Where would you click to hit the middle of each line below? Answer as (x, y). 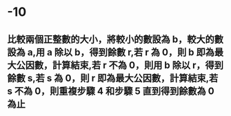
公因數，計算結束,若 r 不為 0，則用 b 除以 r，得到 (120, 65)
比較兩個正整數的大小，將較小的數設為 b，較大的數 (115, 39)
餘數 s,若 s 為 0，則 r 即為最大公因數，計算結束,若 (113, 78)
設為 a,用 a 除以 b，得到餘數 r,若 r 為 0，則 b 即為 (111, 52)
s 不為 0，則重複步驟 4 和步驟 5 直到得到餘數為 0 (111, 91)
